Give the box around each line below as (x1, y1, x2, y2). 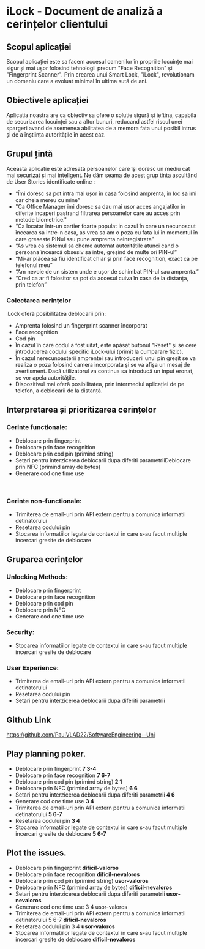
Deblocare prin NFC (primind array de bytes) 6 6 (15, 784, 138, 792)
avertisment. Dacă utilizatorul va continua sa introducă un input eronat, (15, 367, 194, 375)
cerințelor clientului (6, 17, 108, 31)
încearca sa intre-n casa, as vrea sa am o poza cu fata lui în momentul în (15, 228, 198, 236)
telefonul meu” (15, 261, 53, 269)
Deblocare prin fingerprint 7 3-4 (15, 765, 97, 772)
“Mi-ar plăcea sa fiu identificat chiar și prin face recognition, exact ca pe (15, 255, 198, 262)
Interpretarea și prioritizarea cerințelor (6, 405, 157, 415)
